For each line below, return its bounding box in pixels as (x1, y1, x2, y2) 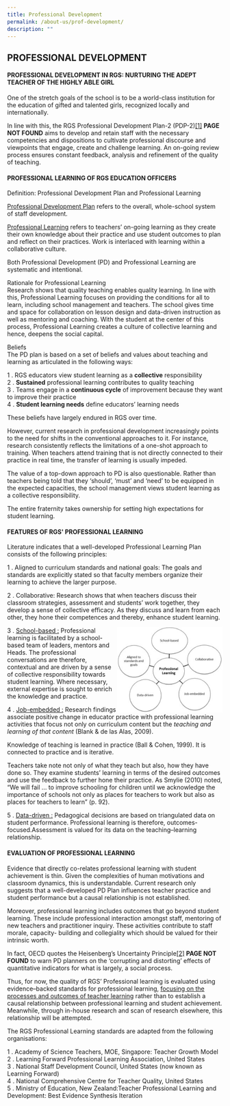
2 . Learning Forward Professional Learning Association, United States (7, 1054, 205, 1063)
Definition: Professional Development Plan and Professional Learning (7, 189, 201, 197)
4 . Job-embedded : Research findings (7, 706, 116, 714)
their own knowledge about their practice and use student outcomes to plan (7, 230, 221, 238)
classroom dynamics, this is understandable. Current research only (7, 879, 196, 887)
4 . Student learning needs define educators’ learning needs (7, 400, 179, 409)
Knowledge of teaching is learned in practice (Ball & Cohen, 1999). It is (7, 741, 206, 749)
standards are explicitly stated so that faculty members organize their (7, 571, 203, 579)
